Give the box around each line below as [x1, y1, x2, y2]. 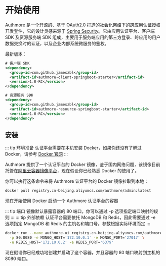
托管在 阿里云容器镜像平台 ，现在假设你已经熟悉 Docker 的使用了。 [5, 168, 139, 174]
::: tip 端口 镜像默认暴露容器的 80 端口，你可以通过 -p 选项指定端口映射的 [5, 209, 154, 214]
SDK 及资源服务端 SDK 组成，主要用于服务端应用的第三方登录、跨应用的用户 [5, 34, 161, 40]
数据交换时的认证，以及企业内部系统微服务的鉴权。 [5, 40, 109, 46]
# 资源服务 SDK [5, 93, 34, 98]
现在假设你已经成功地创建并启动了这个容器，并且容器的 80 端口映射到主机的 [5, 249, 161, 255]
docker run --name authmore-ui [5, 231, 70, 236]
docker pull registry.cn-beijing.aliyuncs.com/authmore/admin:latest [5, 188, 152, 193]
